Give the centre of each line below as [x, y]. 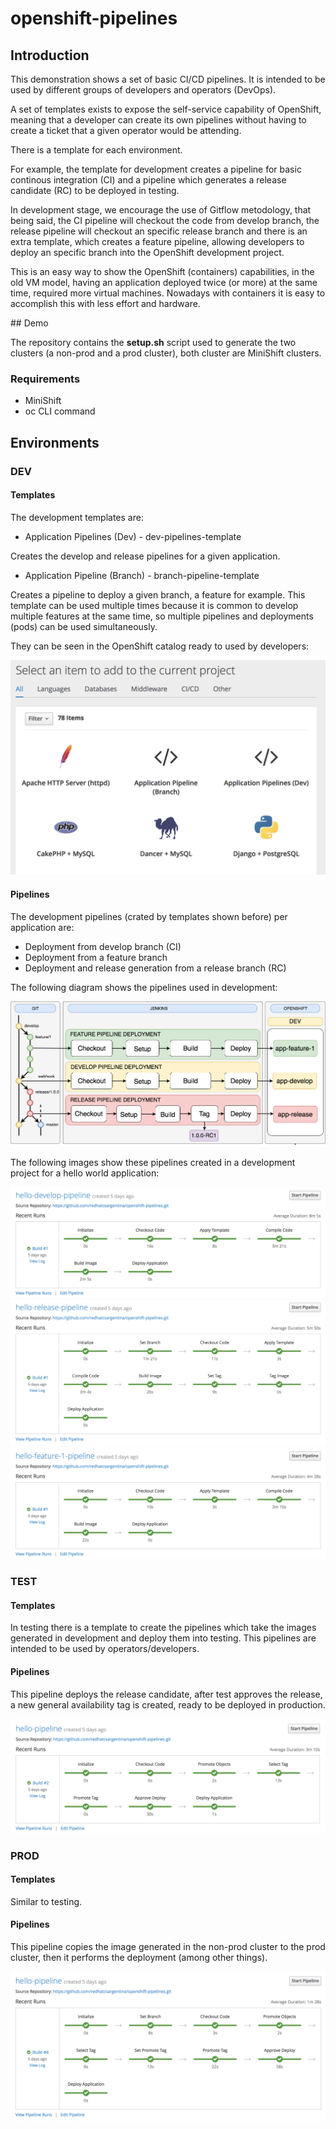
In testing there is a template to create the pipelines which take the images [163, 1628]
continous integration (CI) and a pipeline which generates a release [148, 180]
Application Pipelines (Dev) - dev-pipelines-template [133, 536]
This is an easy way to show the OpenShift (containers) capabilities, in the [162, 271]
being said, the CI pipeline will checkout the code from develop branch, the [165, 220]
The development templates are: [77, 517]
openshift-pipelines [94, 18]
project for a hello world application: [85, 1173]
